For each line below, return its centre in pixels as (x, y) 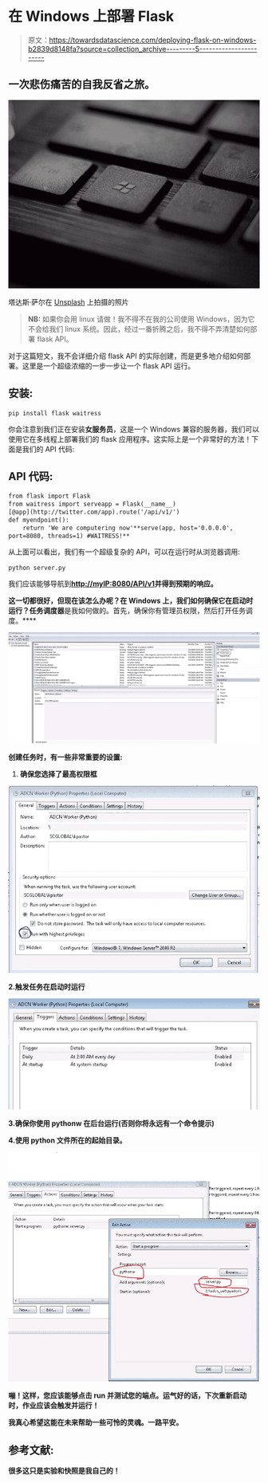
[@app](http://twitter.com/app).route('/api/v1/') (94, 512)
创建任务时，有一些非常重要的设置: (65, 757)
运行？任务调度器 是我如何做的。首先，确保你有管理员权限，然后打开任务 (127, 611)
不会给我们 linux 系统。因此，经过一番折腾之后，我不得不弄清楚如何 (139, 328)
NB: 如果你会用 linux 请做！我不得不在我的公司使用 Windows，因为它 (141, 319)
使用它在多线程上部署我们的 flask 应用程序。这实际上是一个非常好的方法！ (130, 439)
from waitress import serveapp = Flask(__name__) (93, 504)
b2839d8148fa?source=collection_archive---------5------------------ (142, 49)
